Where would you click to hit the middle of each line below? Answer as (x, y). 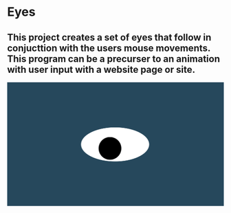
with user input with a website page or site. (101, 69)
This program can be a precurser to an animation (114, 59)
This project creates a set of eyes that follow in (109, 37)
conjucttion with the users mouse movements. (109, 48)
